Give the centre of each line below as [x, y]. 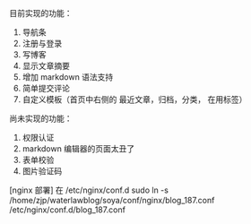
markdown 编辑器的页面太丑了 [78, 149]
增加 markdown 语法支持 [68, 77]
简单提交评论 [46, 88]
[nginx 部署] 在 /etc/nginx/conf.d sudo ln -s [89, 190]
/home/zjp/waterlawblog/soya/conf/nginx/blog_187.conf [112, 200]
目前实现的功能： [41, 13]
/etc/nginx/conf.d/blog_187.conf [67, 210]
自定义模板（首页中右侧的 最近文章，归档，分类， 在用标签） [134, 99]
